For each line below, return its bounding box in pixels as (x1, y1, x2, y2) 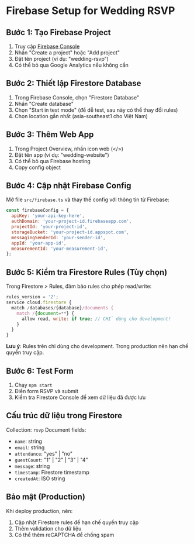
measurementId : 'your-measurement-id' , (11, 246, 109, 252)
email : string (14, 443, 45, 451)
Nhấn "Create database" (14, 100, 74, 107)
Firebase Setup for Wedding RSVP (6, 4, 175, 18)
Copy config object (14, 164, 61, 171)
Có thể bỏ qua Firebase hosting (14, 157, 91, 164)
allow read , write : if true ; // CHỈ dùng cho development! (21, 316, 171, 322)
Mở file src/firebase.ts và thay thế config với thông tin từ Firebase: (6, 196, 169, 203)
